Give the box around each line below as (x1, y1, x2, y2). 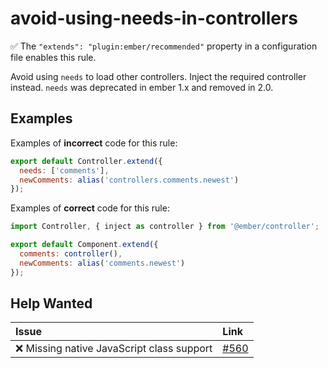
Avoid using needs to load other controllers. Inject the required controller (10, 70, 307, 82)
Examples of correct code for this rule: (10, 202, 170, 214)
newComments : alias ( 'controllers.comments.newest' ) (19, 175, 240, 185)
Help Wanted (10, 295, 93, 312)
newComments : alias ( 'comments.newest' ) (19, 258, 186, 268)
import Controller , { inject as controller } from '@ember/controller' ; (10, 222, 320, 232)
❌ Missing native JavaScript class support (15, 342, 213, 356)
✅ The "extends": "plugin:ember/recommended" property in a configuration (10, 40, 318, 52)
